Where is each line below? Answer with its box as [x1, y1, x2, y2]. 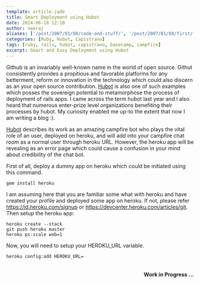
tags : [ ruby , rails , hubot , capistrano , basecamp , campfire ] [6, 42, 161, 48]
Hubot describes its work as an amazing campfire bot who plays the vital [6, 125, 185, 132]
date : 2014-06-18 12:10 [6, 20, 65, 26]
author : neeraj [6, 25, 44, 31]
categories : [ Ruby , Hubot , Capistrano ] [6, 36, 105, 42]
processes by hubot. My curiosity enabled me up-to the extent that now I [6, 108, 186, 115]
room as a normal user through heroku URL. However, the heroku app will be [6, 138, 194, 146]
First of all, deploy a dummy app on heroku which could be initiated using [6, 162, 186, 169]
